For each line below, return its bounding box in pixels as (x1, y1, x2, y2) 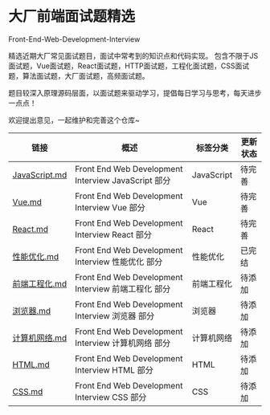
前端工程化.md (12, 278, 67, 289)
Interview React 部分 (75, 229, 153, 240)
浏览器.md (12, 305, 51, 316)
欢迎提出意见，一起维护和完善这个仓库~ (8, 115, 141, 124)
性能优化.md (12, 250, 59, 262)
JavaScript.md (12, 169, 67, 181)
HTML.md (12, 359, 50, 370)
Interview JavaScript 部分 (75, 174, 171, 185)
